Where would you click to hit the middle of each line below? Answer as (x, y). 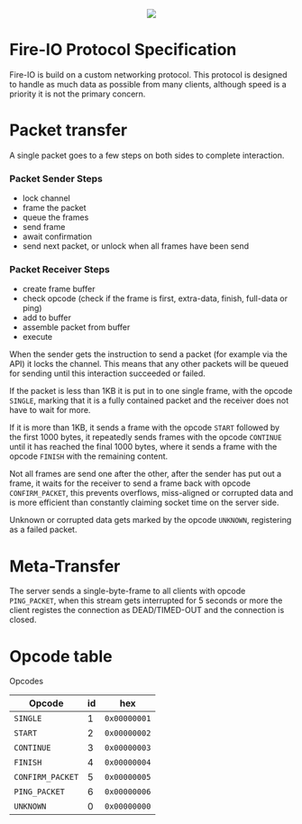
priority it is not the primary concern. (78, 94)
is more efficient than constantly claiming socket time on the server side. (144, 503)
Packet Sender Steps (56, 179)
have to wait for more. (50, 410)
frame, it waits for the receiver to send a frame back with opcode (130, 483)
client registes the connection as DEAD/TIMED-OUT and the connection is (147, 610)
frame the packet (55, 208)
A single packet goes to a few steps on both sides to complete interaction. (147, 155)
